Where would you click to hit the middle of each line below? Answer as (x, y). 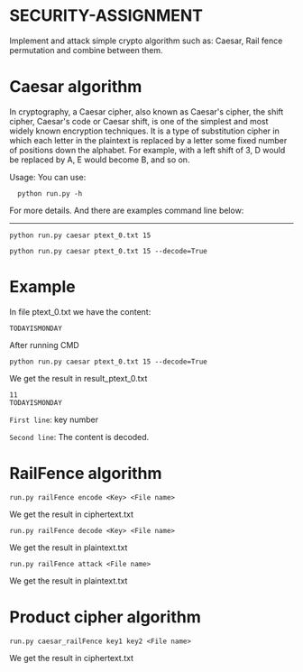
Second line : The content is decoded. (79, 437)
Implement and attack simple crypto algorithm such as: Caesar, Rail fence (146, 41)
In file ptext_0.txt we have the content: (80, 311)
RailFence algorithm (86, 474)
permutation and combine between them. (87, 50)
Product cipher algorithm (105, 617)
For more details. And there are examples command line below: (127, 210)
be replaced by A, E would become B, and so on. (100, 160)
